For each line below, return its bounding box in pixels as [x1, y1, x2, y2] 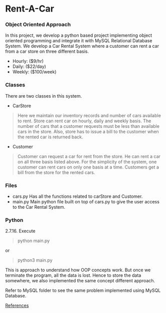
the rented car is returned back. [17, 134, 84, 140]
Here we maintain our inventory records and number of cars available [17, 112, 161, 118]
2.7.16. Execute [5, 228, 36, 234]
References [5, 302, 29, 308]
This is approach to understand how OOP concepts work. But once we [5, 267, 151, 273]
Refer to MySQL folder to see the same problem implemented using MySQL [5, 287, 161, 293]
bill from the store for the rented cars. [17, 169, 95, 175]
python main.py [17, 238, 50, 244]
